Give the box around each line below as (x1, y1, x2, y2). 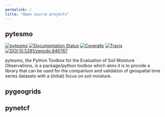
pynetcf (5, 104, 30, 113)
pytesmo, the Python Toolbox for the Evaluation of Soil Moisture (5, 57, 134, 64)
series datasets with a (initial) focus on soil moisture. (5, 73, 112, 79)
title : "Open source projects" (5, 12, 69, 17)
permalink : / (5, 7, 32, 12)
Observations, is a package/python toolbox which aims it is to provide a (5, 63, 150, 69)
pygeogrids (5, 87, 41, 95)
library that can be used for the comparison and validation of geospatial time (5, 68, 161, 74)
